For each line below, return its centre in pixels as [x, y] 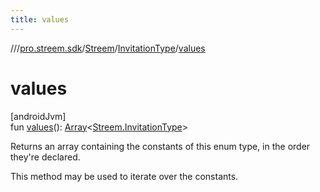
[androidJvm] [38, 116]
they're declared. [45, 157]
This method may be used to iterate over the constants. [124, 176]
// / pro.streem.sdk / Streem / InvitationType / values [108, 48]
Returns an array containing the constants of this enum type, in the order [160, 146]
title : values [40, 19]
